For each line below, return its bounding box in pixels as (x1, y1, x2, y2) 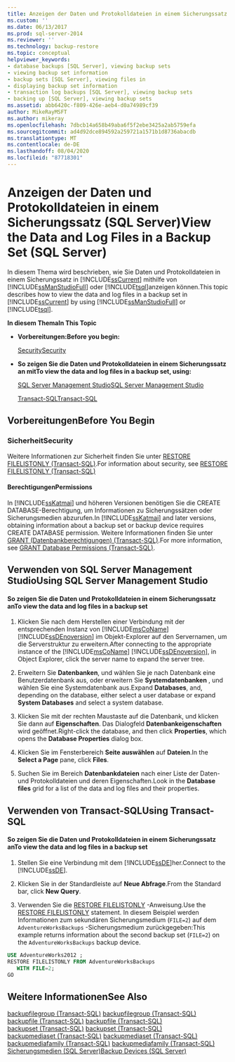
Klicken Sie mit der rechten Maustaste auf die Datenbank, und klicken (17, 712, 219, 721)
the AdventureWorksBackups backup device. (17, 937, 141, 947)
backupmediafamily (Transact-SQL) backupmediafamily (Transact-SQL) (7, 1039, 215, 1048)
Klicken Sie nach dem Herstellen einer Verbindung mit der (17, 617, 185, 626)
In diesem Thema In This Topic (7, 318, 97, 327)
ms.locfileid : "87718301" (7, 154, 83, 162)
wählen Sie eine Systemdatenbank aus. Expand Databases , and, (17, 683, 203, 692)
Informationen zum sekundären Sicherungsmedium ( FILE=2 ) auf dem (17, 916, 217, 924)
